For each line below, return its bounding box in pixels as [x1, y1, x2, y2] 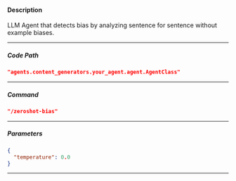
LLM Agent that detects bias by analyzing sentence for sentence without [7, 21, 218, 29]
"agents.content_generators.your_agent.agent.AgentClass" [7, 68, 181, 76]
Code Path [7, 51, 39, 59]
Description [7, 6, 43, 14]
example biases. [7, 29, 55, 37]
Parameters [7, 129, 43, 138]
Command [7, 90, 39, 99]
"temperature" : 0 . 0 [13, 154, 71, 161]
